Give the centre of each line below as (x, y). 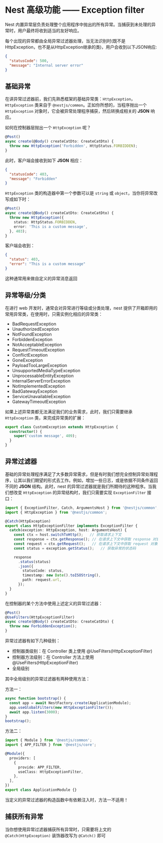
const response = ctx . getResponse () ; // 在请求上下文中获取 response (82, 540)
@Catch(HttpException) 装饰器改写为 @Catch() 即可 (55, 835)
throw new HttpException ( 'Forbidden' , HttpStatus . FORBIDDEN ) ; (73, 146)
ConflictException (30, 355)
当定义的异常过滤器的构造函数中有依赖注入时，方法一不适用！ (67, 800)
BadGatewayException (35, 391)
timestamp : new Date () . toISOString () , (62, 575)
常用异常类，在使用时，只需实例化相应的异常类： (54, 314)
